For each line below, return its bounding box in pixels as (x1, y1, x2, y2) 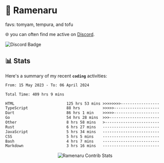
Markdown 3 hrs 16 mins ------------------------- (5, 143, 159, 149)
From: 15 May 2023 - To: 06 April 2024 (5, 82, 90, 88)
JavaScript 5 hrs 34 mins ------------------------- (5, 129, 159, 134)
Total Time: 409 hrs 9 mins (5, 91, 65, 97)
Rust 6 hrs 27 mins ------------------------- (5, 124, 159, 129)
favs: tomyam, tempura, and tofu (5, 21, 73, 27)
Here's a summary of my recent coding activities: (5, 73, 107, 79)
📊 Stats (5, 57, 31, 66)
